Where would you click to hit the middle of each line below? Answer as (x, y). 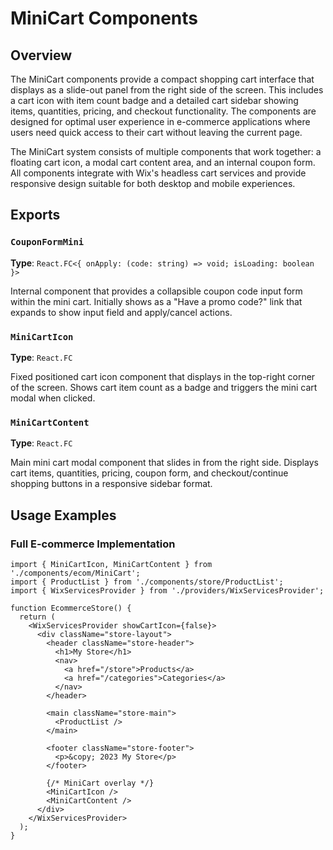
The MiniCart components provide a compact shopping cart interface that (162, 79)
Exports (35, 215)
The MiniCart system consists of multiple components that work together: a (166, 151)
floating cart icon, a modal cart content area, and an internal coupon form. (163, 162)
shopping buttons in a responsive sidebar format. (111, 484)
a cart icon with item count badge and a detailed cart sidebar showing (154, 100)
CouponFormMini (47, 242)
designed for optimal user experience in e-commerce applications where (160, 121)
